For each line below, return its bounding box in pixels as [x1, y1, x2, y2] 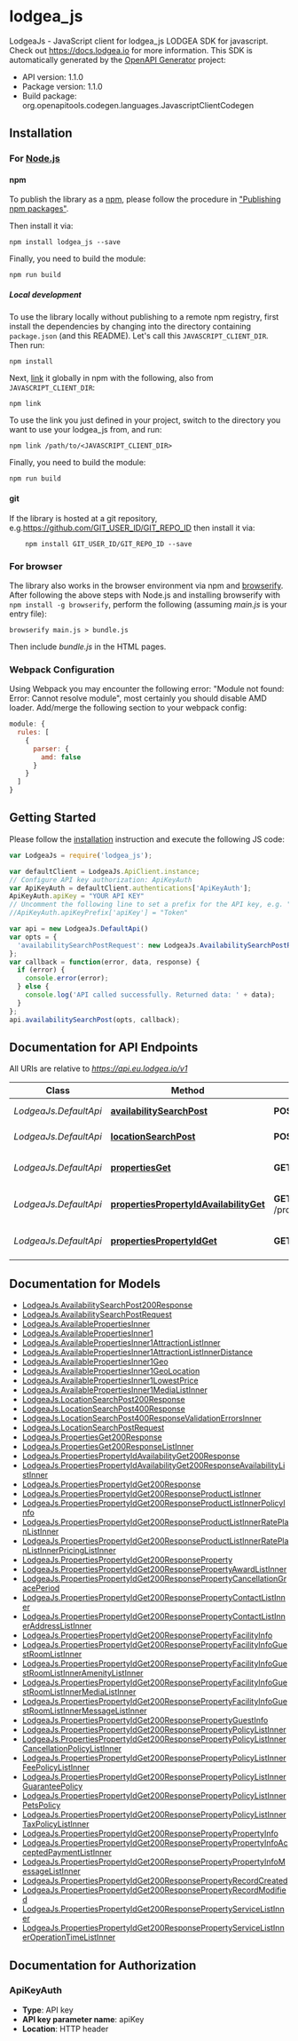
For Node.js [9, 153, 60, 165]
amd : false [41, 752, 82, 761]
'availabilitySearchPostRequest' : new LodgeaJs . [17, 941, 200, 949]
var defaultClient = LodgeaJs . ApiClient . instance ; [9, 867, 200, 876]
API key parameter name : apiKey [21, 2013, 145, 2024]
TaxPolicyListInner [21, 1819, 90, 1830]
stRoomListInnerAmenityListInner [21, 1668, 144, 1679]
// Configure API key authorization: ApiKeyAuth [9, 875, 192, 885]
